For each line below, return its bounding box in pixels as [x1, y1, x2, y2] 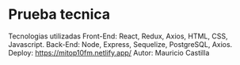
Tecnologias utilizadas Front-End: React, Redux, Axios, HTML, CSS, [8, 31, 228, 41]
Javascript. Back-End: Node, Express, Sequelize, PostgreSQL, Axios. [8, 39, 233, 49]
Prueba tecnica [8, 5, 111, 23]
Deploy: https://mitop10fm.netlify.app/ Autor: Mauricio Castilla [8, 48, 210, 57]
